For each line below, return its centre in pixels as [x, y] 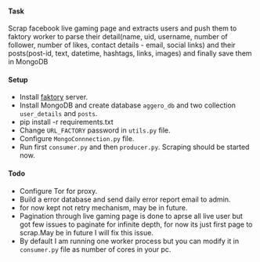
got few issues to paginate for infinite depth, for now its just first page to [136, 224]
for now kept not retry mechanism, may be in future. [103, 207]
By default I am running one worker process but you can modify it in [129, 241]
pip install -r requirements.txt [66, 122]
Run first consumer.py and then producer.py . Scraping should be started [134, 147]
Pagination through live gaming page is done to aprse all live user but [131, 216]
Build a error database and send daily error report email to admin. [125, 199]
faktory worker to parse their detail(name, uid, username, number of [118, 37]
